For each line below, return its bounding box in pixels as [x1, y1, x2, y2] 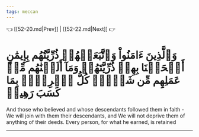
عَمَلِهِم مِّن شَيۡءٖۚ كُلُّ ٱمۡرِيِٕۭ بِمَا [6, 74, 181, 87]
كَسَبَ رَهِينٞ [6, 86, 60, 100]
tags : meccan [6, 8, 38, 15]
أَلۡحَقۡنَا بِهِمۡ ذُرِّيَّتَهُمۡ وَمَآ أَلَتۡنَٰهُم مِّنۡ [6, 60, 185, 74]
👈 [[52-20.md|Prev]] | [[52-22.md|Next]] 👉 [6, 25, 115, 33]
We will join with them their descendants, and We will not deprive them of [6, 112, 185, 119]
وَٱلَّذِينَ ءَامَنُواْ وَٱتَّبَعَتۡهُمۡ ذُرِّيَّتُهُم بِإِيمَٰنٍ [6, 48, 177, 62]
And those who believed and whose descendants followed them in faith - [6, 106, 185, 113]
